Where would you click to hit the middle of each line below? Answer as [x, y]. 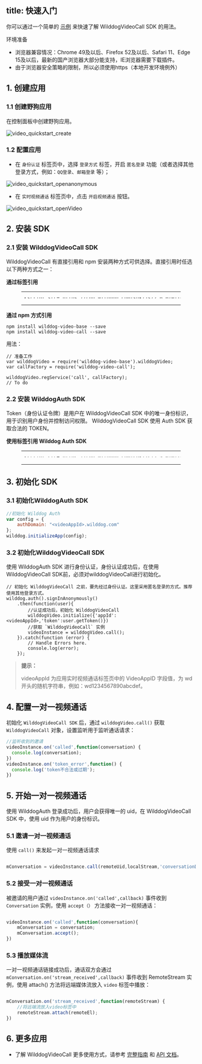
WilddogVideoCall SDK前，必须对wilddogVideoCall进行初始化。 [85, 575]
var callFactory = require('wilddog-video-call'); [71, 367]
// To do [17, 383]
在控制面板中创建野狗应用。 [41, 121]
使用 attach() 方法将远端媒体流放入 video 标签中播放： [83, 985]
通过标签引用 [22, 282]
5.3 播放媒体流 [27, 955]
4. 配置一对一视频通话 [47, 707]
